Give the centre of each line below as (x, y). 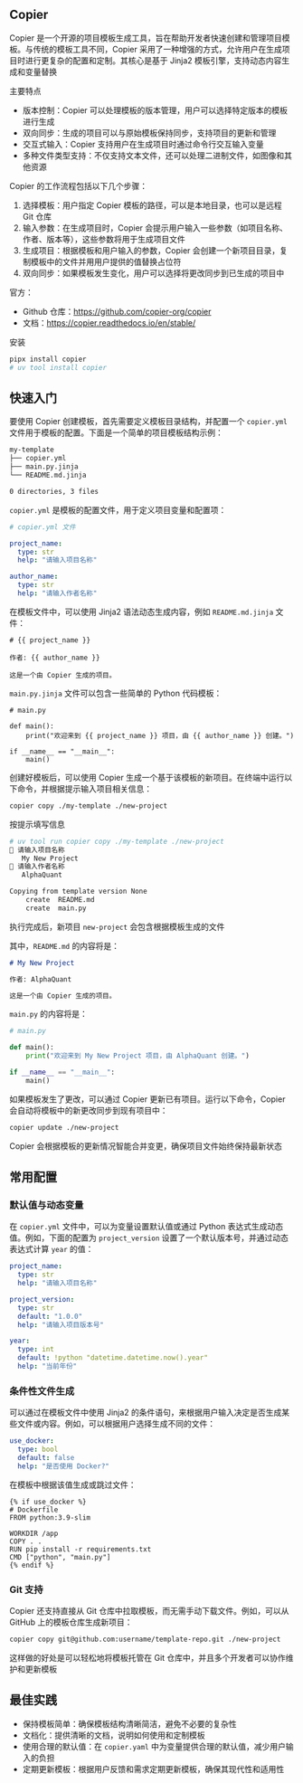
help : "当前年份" (47, 1366)
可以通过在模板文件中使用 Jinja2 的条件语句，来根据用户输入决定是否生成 (146, 1413)
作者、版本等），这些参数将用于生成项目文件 (104, 239)
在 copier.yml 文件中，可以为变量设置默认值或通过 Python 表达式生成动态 (146, 1227)
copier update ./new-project (64, 1127)
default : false (46, 1457)
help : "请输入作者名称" (57, 593)
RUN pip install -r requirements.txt (80, 1549)
